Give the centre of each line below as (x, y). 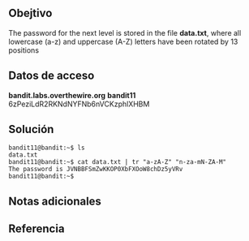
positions (24, 50)
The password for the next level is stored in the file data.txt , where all (125, 32)
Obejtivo (30, 13)
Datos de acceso (52, 76)
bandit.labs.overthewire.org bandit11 (72, 95)
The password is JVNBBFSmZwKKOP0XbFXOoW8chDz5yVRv (96, 170)
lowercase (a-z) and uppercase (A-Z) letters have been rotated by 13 (123, 41)
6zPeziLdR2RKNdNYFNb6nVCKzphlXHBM (79, 104)
